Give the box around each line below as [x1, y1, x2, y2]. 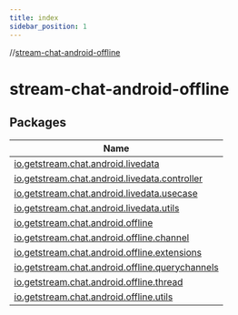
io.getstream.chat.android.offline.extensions [14, 246, 203, 259]
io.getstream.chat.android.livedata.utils [14, 201, 180, 214]
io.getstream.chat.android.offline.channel [14, 231, 190, 244]
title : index [9, 13, 59, 23]
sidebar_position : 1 [9, 22, 88, 31]
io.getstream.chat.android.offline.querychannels [14, 260, 220, 273]
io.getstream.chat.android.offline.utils [14, 290, 174, 303]
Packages [9, 115, 66, 130]
